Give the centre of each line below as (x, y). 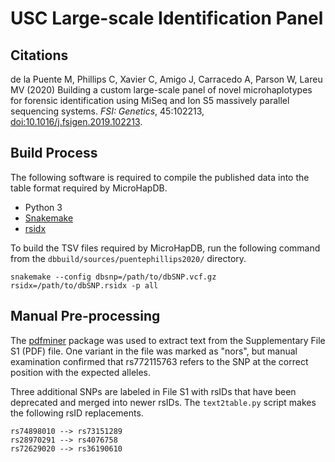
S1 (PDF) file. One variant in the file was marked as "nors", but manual (154, 351)
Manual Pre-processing (85, 316)
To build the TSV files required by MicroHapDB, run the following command (165, 248)
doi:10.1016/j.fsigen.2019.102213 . (76, 121)
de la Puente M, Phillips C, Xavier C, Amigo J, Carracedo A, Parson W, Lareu (166, 79)
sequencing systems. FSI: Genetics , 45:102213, (107, 111)
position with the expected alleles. (81, 372)
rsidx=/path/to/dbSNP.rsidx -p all (84, 285)
